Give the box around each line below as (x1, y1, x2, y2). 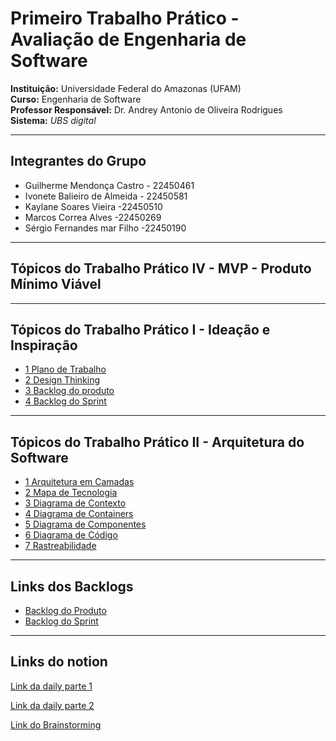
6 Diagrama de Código (24, 529, 118, 541)
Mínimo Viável (10, 276, 102, 293)
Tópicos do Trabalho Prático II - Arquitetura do (10, 433, 305, 451)
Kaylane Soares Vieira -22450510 (24, 200, 163, 212)
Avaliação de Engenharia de (10, 28, 247, 51)
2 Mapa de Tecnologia (24, 487, 118, 499)
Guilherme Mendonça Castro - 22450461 (24, 179, 195, 191)
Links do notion (10, 653, 108, 671)
